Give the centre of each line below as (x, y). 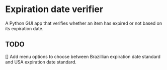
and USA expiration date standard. (41, 62)
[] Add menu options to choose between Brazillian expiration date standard (83, 56)
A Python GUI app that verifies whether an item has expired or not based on (84, 23)
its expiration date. (24, 28)
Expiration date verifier (54, 9)
